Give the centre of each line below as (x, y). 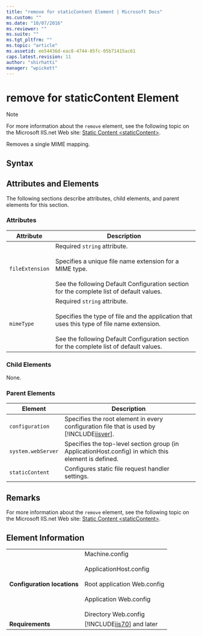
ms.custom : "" (24, 17)
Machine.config (107, 554)
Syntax (20, 163)
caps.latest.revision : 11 (38, 57)
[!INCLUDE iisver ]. (89, 434)
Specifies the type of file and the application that (124, 316)
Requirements (30, 624)
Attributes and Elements (53, 184)
